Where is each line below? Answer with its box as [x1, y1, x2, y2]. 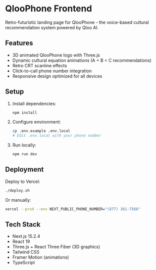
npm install [12, 110, 37, 115]
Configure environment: [12, 119, 61, 125]
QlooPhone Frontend [5, 3, 93, 14]
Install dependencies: [12, 100, 56, 106]
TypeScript [12, 260, 35, 266]
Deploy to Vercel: [5, 179, 41, 184]
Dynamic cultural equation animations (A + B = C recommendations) [12, 57, 152, 63]
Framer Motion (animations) [12, 254, 69, 260]
